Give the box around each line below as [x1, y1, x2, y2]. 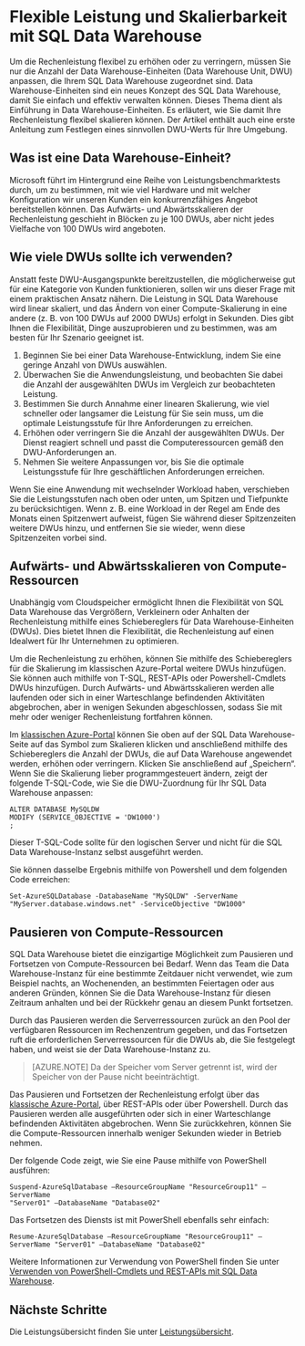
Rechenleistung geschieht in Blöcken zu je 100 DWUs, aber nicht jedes [9, 213, 275, 224]
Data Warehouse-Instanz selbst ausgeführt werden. [9, 847, 204, 858]
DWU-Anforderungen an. [22, 446, 117, 457]
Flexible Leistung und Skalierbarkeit [9, 6, 288, 27]
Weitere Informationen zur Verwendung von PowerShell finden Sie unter [9, 1257, 280, 1268]
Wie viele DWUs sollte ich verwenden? [9, 249, 234, 266]
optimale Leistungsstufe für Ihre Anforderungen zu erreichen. [22, 417, 253, 428]
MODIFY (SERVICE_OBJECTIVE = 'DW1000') [9, 813, 161, 822]
